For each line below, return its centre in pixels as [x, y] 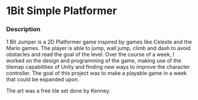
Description [23, 29]
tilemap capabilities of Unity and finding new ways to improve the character [98, 67]
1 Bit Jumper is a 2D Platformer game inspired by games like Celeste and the [99, 42]
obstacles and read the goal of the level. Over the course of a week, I [90, 55]
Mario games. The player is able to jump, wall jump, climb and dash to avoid [98, 48]
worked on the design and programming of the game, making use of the [94, 61]
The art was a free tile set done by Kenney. [58, 91]
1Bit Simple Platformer [61, 11]
